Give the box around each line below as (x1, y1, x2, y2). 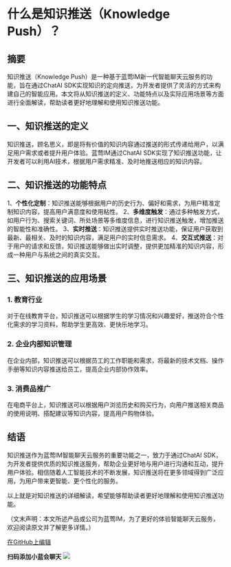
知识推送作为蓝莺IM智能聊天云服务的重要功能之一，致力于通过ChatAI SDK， (7, 451, 222, 459)
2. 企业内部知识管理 (7, 339, 72, 349)
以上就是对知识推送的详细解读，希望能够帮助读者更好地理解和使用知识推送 (7, 491, 218, 500)
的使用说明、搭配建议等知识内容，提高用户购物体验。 (7, 409, 158, 417)
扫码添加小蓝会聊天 (7, 552, 62, 561)
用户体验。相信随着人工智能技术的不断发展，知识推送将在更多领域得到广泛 (7, 468, 218, 476)
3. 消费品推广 (7, 383, 51, 393)
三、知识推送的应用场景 (7, 272, 107, 284)
